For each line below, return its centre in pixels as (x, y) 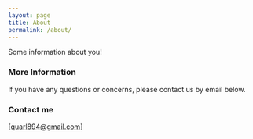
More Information (42, 73)
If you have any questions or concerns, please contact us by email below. (127, 89)
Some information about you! (55, 52)
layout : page (29, 15)
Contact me (31, 109)
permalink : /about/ (40, 30)
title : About (29, 23)
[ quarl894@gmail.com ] (46, 127)
